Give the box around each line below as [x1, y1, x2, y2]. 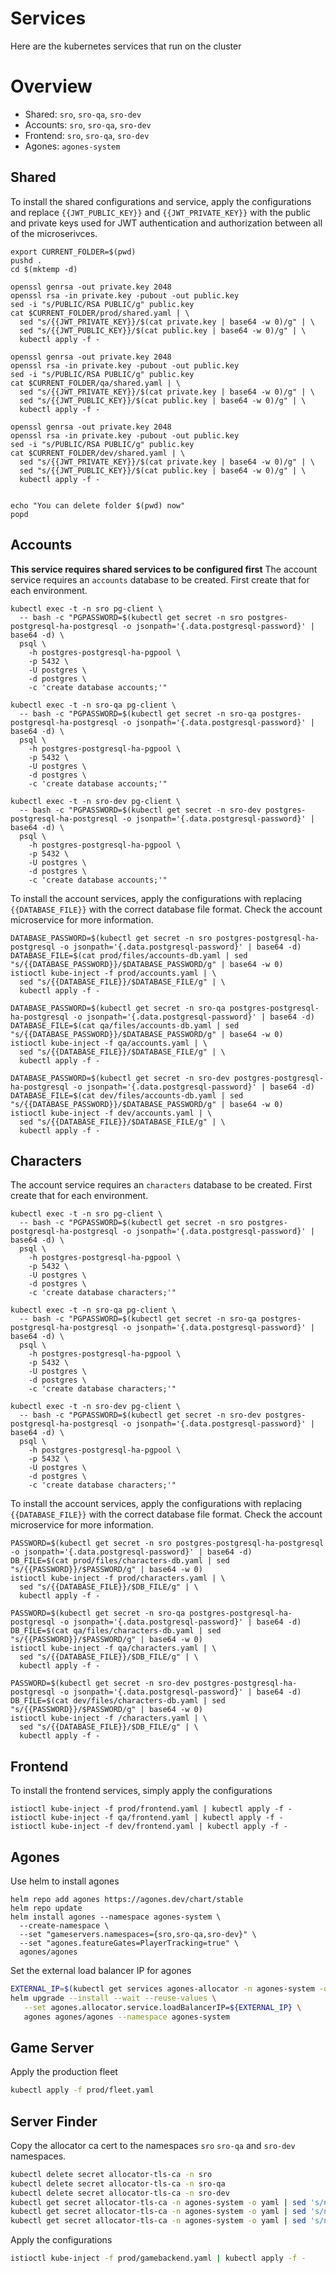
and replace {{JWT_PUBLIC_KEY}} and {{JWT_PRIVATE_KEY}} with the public [10, 206, 311, 218]
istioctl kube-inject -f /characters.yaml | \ [10, 1713, 208, 1724]
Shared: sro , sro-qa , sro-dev [24, 108, 142, 120]
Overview [10, 75, 93, 98]
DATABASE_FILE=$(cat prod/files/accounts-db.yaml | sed [10, 950, 248, 961]
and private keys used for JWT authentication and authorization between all [10, 217, 323, 229]
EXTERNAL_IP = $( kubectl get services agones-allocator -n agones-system [10, 1983, 315, 1994]
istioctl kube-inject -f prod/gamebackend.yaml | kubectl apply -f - [10, 2253, 307, 2264]
